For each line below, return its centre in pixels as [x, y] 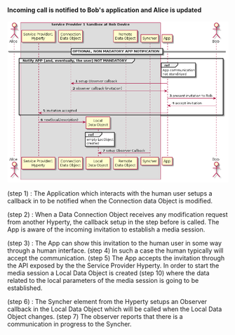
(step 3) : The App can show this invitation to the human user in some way [115, 243]
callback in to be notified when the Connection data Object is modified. [110, 201]
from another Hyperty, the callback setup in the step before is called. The [113, 222]
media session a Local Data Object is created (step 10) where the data [108, 273]
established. [25, 288]
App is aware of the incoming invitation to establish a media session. [106, 229]
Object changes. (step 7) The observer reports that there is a [95, 316]
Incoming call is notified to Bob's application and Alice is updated [105, 10]
